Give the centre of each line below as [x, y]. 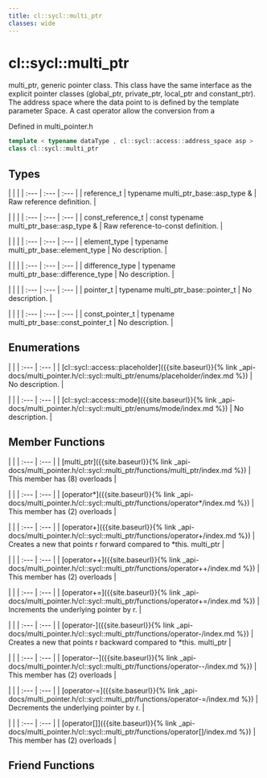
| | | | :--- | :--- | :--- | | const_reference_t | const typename [106, 217]
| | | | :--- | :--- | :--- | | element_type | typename [88, 241]
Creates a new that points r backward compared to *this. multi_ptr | [120, 642]
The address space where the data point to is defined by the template [124, 102]
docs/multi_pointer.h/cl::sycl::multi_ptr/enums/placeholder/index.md [121, 376]
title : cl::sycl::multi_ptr [55, 16]
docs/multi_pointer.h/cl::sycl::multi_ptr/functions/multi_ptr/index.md [120, 470]
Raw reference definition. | [52, 202]
